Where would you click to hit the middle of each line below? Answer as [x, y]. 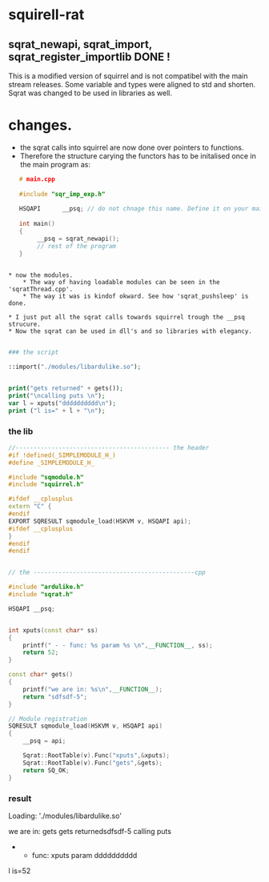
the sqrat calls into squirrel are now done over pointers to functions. [132, 147]
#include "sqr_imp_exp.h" [62, 194]
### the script [34, 353]
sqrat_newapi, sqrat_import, [80, 44]
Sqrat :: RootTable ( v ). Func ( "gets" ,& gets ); [92, 763]
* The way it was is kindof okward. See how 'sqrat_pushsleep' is [136, 297]
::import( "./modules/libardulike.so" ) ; [75, 367]
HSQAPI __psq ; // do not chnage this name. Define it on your [134, 209]
